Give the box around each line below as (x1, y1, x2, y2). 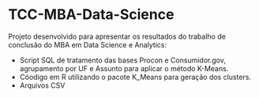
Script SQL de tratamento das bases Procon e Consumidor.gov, (19, 55, 227, 65)
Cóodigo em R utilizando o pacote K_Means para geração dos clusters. (19, 72, 251, 81)
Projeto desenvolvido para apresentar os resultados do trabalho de (8, 32, 227, 41)
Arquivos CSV (19, 81, 66, 90)
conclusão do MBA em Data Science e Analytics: (8, 40, 167, 49)
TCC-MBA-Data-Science (8, 6, 175, 24)
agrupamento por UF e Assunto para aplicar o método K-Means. (19, 63, 229, 73)
